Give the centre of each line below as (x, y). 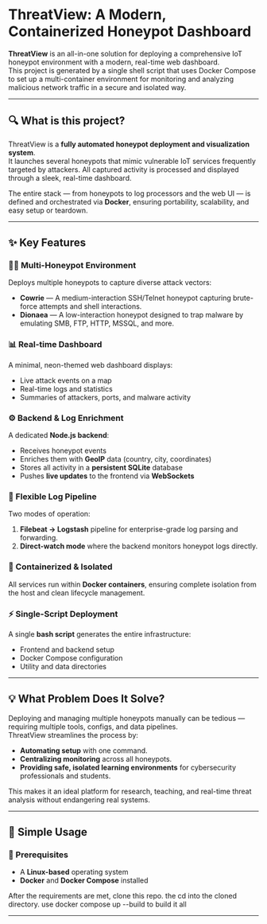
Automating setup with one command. (84, 751)
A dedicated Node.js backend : (59, 435)
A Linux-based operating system (74, 872)
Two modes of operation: (49, 514)
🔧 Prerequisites (39, 855)
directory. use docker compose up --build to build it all (97, 904)
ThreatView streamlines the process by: (74, 735)
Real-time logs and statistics (66, 388)
